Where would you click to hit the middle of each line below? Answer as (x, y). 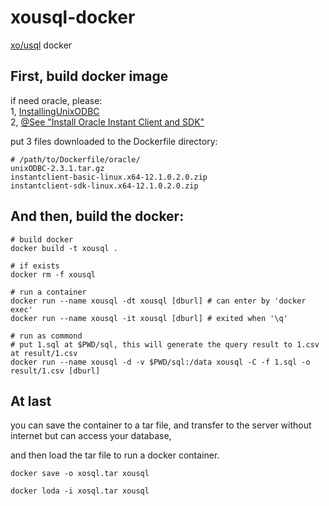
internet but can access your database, (91, 436)
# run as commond (46, 336)
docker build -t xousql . (64, 248)
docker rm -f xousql (53, 274)
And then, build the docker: (97, 216)
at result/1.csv (44, 353)
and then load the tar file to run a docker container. (115, 455)
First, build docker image (89, 76)
